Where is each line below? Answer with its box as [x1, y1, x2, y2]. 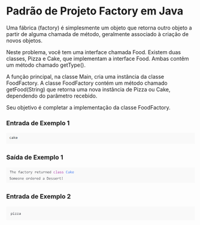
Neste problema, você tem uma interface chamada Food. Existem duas [6, 48, 181, 55]
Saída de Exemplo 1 [6, 153, 63, 162]
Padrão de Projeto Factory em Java [6, 4, 184, 18]
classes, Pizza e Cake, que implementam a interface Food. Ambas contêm [6, 55, 189, 62]
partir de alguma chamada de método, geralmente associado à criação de [6, 30, 189, 37]
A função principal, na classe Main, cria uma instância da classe [6, 73, 165, 80]
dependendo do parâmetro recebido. [6, 92, 98, 99]
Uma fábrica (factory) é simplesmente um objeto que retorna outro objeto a [6, 24, 192, 31]
